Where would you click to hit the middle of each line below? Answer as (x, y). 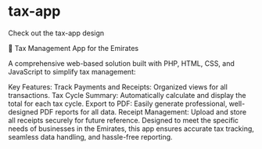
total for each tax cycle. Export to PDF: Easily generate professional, (118, 104)
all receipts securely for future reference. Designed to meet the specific (124, 120)
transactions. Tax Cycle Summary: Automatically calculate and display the (127, 95)
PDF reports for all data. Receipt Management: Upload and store (144, 111)
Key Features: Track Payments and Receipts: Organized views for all (118, 87)
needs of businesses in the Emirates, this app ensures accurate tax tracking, (131, 129)
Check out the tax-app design (56, 33)
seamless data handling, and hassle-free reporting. (91, 136)
